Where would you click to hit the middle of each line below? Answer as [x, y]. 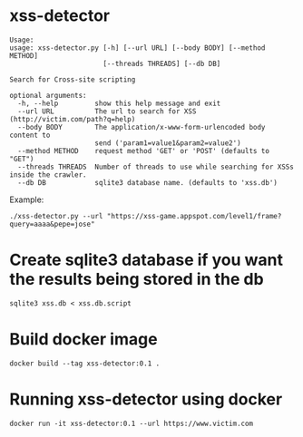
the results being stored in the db [137, 280]
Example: [27, 199]
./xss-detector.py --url [56, 216]
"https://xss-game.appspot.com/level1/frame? [194, 216]
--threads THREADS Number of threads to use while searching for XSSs [156, 167]
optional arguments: [49, 95]
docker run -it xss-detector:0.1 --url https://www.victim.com [132, 423]
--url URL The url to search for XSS [107, 111]
